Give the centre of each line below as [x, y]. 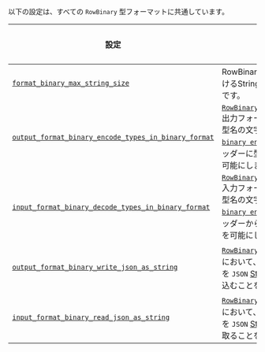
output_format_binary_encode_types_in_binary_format [113, 137]
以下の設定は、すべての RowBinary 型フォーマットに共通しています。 [118, 11]
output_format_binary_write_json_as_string [95, 267]
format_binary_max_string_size [71, 83]
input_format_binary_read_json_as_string [91, 317]
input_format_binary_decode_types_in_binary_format [111, 207]
